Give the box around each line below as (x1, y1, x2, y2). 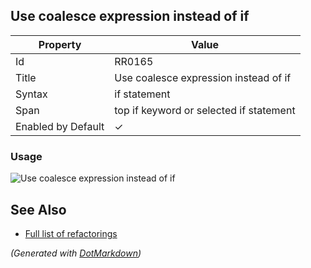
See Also (10, 201, 67, 218)
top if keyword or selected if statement (114, 103, 296, 117)
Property (38, 37, 82, 51)
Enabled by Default (15, 119, 105, 133)
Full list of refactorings (24, 227, 118, 239)
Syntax (15, 87, 48, 101)
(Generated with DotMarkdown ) (10, 247, 142, 259)
